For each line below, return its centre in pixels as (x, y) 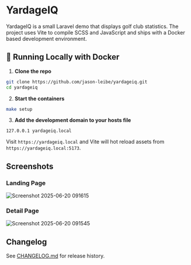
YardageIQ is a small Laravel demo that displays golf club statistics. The (93, 26)
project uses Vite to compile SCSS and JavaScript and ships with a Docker (95, 32)
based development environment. (46, 39)
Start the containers (39, 98)
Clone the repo (33, 71)
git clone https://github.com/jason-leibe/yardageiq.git (77, 82)
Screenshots (30, 166)
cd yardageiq (22, 87)
